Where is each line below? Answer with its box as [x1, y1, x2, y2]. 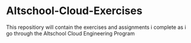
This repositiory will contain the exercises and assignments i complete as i [6, 24, 186, 31]
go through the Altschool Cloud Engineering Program [6, 29, 135, 37]
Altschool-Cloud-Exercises [6, 4, 143, 18]
